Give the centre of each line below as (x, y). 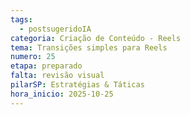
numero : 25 (33, 57)
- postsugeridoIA (55, 29)
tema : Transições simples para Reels (89, 47)
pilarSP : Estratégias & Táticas (77, 85)
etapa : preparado (46, 66)
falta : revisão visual (57, 76)
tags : (21, 19)
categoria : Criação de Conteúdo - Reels (96, 38)
